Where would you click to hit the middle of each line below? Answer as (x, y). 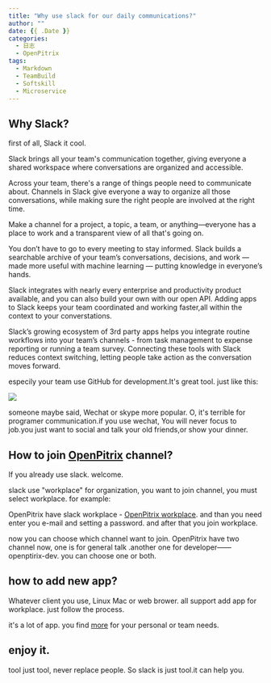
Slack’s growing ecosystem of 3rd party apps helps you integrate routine (129, 331)
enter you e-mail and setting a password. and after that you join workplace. (133, 523)
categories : (28, 38)
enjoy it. (29, 650)
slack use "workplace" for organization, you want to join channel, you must (133, 490)
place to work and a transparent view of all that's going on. (106, 233)
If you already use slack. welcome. (66, 474)
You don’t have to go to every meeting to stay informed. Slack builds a (125, 249)
